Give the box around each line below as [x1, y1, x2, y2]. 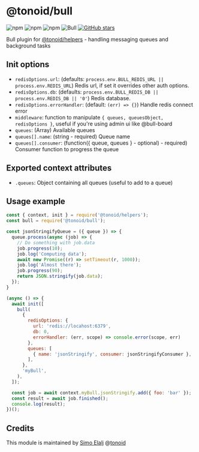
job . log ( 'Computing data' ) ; [17, 251, 87, 257]
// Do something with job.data [17, 240, 95, 246]
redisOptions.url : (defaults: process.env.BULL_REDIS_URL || [14, 75, 164, 82]
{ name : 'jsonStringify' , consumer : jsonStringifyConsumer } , [32, 351, 192, 357]
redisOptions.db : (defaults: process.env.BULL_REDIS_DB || [14, 88, 159, 95]
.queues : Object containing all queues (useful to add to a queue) [14, 179, 173, 186]
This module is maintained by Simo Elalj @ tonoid [6, 439, 126, 447]
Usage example [6, 196, 66, 206]
